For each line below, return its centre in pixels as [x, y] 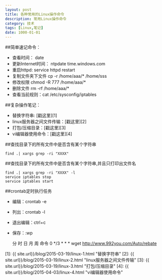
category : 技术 [20, 23]
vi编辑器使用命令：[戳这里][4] [42, 134]
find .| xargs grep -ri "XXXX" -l [40, 173]
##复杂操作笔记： [23, 105]
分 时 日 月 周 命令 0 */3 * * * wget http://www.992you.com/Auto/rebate [84, 243]
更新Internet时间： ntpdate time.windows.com [59, 64]
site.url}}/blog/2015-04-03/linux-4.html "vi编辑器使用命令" [64, 272]
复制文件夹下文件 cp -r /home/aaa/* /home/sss [59, 76]
